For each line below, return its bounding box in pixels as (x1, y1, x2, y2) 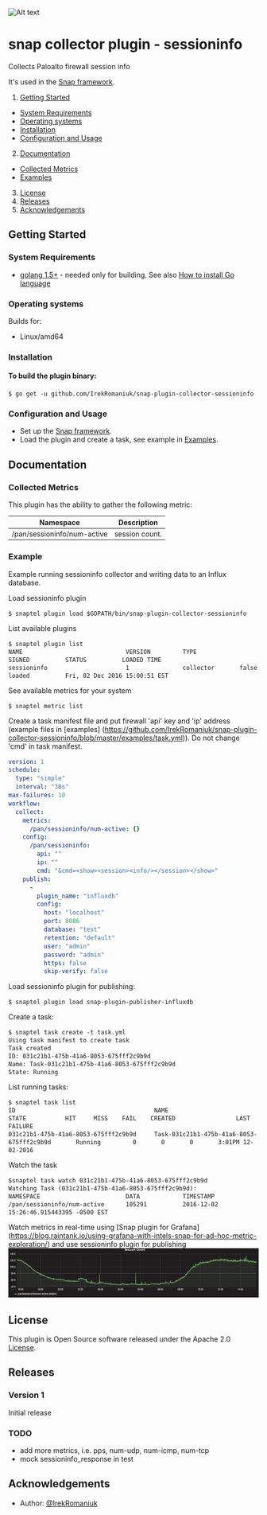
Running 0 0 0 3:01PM (75, 1139, 240, 1147)
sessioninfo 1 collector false (8, 664, 258, 672)
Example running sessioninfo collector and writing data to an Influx (8, 569, 226, 578)
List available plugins (8, 623, 77, 633)
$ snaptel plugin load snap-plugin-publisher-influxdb (8, 999, 194, 1007)
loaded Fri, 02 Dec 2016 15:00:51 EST (8, 672, 169, 680)
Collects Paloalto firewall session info (8, 61, 130, 71)
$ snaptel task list (8, 1099, 77, 1107)
